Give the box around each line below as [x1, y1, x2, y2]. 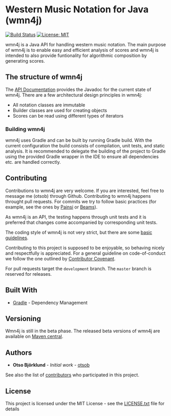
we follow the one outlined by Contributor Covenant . [5, 255, 116, 261]
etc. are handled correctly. [5, 159, 61, 165]
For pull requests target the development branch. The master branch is [5, 266, 152, 272]
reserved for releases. [5, 271, 52, 277]
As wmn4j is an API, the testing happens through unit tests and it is [5, 214, 147, 220]
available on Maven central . [5, 333, 63, 339]
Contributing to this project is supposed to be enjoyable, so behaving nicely [5, 244, 165, 251]
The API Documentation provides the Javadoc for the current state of [5, 86, 152, 92]
